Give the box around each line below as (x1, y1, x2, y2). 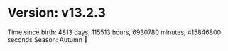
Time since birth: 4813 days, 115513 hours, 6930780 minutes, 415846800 (7, 28, 222, 36)
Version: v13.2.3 (7, 5, 107, 21)
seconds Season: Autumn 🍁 (7, 35, 89, 43)
